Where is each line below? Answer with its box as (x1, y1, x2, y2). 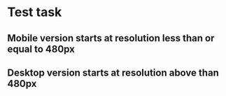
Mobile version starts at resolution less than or (7, 32, 215, 44)
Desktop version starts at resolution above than (7, 67, 219, 78)
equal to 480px (7, 43, 76, 55)
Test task (7, 4, 62, 20)
